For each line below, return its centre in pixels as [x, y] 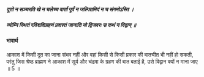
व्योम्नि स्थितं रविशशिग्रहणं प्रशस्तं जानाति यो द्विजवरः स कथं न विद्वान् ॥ [71, 24]
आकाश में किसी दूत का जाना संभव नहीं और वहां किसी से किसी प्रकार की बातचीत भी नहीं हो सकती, [100, 54]
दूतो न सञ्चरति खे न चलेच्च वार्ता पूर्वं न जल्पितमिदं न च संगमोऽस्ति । [70, 9]
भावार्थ [12, 41]
